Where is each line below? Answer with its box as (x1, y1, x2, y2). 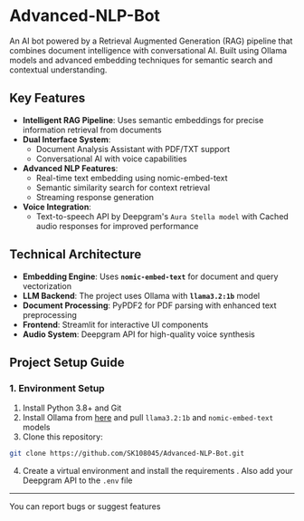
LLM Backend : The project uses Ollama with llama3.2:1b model (22, 290, 261, 301)
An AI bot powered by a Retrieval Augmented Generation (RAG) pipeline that (9, 35, 293, 46)
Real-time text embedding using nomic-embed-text (35, 172, 228, 183)
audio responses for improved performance (35, 220, 199, 231)
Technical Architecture (9, 246, 142, 263)
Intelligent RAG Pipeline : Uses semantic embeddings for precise (22, 114, 264, 125)
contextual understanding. (9, 64, 108, 75)
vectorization (22, 280, 72, 291)
